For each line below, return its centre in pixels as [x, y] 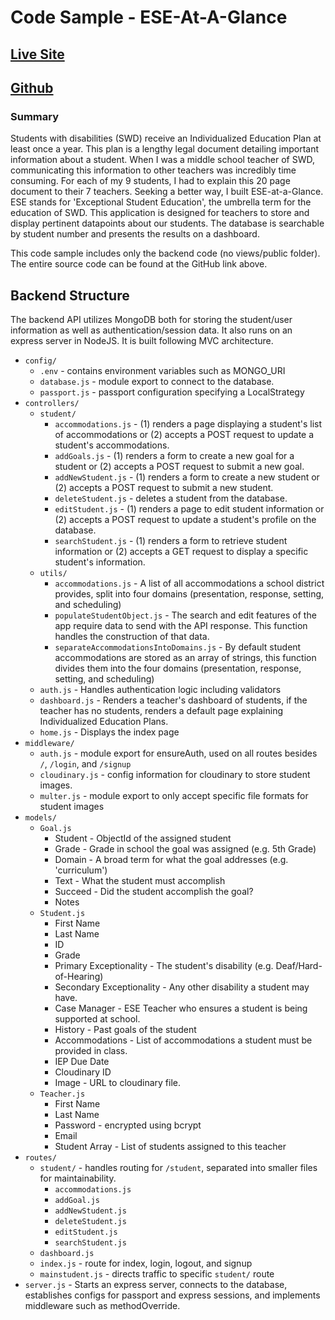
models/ [40, 818]
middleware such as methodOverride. [102, 1306]
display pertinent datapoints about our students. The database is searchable [167, 223]
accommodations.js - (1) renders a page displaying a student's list [188, 424]
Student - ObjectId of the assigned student [143, 838]
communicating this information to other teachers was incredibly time [153, 170]
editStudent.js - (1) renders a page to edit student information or [189, 509]
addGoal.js [77, 1201]
